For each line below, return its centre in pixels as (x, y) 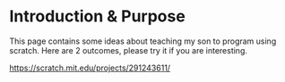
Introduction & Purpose (97, 16)
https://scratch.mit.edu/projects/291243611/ (90, 68)
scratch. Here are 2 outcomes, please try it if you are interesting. (129, 50)
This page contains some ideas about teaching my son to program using (143, 41)
